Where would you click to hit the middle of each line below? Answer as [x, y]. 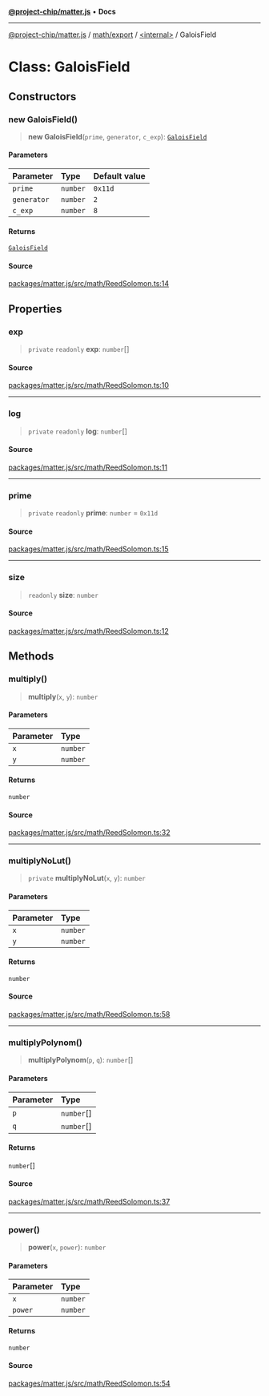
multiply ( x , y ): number [63, 696]
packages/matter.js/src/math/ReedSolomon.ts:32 [89, 833]
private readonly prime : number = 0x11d [93, 513]
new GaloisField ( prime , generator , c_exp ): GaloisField [117, 136]
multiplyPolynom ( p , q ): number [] [80, 1060]
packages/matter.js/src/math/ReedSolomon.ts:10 [89, 385]
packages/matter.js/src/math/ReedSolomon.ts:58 [89, 1015]
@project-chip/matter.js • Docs [62, 12]
